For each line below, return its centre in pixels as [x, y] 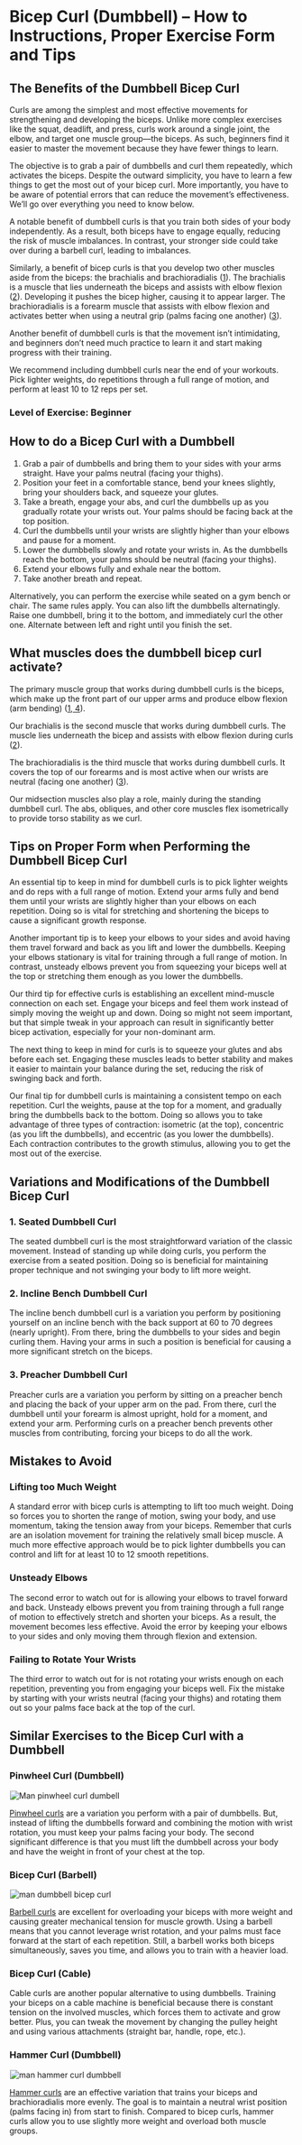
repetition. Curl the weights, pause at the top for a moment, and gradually [146, 1105]
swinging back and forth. [55, 1078]
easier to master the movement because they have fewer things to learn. [144, 148]
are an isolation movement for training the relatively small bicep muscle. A [146, 1535]
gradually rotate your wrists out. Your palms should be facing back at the [157, 511]
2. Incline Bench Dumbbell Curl [78, 1293]
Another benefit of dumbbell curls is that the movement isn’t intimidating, [145, 333]
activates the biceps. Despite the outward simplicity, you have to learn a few [151, 175]
